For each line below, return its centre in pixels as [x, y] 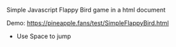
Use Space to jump [44, 36]
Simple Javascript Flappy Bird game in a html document [86, 10]
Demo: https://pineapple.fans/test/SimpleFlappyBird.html [88, 23]
